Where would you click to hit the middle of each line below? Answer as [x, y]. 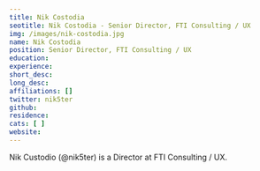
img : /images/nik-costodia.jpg [67, 33]
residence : [29, 115]
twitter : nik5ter [41, 99]
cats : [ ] [27, 124]
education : [29, 58]
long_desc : [29, 83]
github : [23, 108]
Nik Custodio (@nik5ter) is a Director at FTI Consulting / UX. [119, 157]
